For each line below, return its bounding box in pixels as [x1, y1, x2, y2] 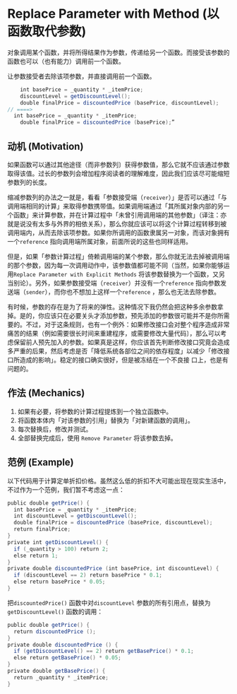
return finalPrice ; [13, 526, 71, 533]
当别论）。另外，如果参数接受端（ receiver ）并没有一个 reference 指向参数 [7, 279, 221, 287]
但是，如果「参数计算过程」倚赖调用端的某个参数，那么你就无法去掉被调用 [7, 252, 224, 261]
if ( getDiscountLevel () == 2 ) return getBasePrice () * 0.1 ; [13, 647, 194, 655]
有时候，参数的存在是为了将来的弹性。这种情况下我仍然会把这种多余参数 [7, 302, 217, 311]
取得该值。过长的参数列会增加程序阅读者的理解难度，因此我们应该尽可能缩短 [7, 170, 230, 177]
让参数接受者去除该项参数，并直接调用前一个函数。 [7, 71, 156, 81]
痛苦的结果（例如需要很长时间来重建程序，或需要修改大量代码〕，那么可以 [7, 329, 221, 337]
